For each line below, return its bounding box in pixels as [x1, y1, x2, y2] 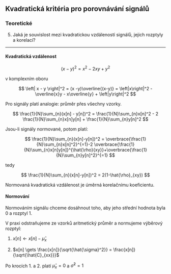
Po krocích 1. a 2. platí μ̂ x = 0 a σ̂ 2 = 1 [5, 262, 84, 270]
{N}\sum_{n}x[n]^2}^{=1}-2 [36, 141, 93, 147]
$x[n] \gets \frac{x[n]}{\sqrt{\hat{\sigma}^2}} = [12, 246, 112, 253]
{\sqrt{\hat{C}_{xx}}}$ [12, 252, 60, 258]
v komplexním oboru [5, 76, 48, 82]
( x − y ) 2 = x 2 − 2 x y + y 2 [61, 64, 110, 71]
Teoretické [5, 20, 33, 27]
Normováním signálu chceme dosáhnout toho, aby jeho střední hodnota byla [5, 205, 166, 211]
